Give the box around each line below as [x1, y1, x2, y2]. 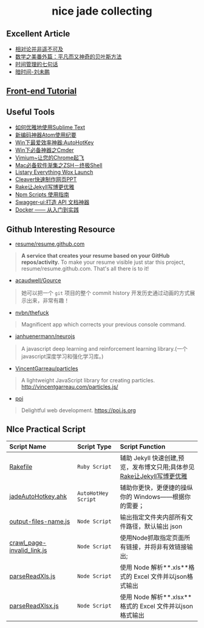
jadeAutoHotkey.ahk [9, 492, 67, 500]
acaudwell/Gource [15, 277, 62, 284]
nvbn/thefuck [15, 309, 49, 317]
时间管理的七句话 [15, 61, 58, 67]
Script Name [9, 442, 47, 450]
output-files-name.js [9, 517, 70, 525]
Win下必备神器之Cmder [15, 147, 74, 154]
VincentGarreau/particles [15, 365, 78, 372]
